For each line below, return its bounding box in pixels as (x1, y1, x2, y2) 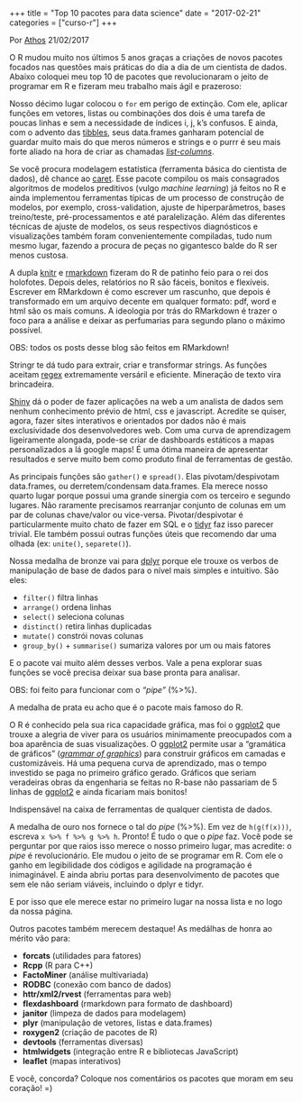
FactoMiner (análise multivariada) (22, 970, 149, 980)
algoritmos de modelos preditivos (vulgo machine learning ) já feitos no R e (9, 183, 287, 193)
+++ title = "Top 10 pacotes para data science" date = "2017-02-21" (9, 8, 261, 18)
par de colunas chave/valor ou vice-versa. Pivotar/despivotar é (9, 509, 243, 520)
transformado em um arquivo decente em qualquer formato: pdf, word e (9, 296, 277, 306)
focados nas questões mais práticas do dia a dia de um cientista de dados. (9, 62, 287, 72)
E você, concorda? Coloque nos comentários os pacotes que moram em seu (9, 1073, 294, 1084)
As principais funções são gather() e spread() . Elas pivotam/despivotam (9, 471, 279, 481)
